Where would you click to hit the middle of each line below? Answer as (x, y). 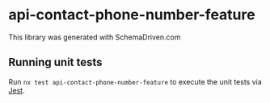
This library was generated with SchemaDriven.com (95, 37)
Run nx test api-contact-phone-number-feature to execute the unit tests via (135, 81)
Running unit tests (55, 62)
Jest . (17, 90)
